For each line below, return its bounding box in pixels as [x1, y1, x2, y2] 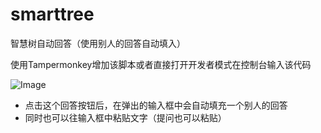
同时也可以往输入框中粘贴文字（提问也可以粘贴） [24, 111, 227, 123]
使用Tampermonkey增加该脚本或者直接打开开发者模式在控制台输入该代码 [10, 58, 312, 70]
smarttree [10, 3, 95, 26]
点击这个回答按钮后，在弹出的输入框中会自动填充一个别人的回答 [24, 99, 288, 111]
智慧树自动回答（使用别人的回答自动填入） [10, 37, 186, 49]
